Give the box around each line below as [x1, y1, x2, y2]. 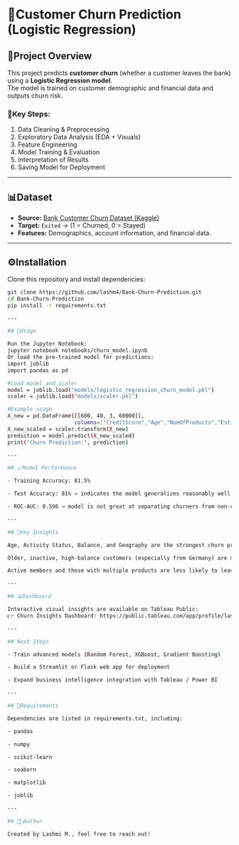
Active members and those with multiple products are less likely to [7, 567, 218, 575]
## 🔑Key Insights [7, 528, 59, 536]
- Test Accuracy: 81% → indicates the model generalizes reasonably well [7, 490, 231, 497]
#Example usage [7, 405, 53, 413]
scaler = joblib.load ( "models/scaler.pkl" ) [7, 393, 139, 400]
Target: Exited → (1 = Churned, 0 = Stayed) [17, 221, 146, 230]
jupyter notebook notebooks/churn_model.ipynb [7, 347, 148, 354]
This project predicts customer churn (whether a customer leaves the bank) [7, 69, 231, 77]
